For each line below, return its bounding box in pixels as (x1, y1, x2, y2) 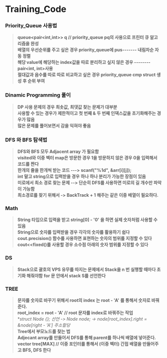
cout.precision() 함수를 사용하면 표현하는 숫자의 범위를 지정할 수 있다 (17, 236, 152, 241)
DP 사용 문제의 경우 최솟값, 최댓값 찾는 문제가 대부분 (17, 104, 118, 110)
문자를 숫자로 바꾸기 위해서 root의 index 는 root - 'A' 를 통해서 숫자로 (17, 297, 151, 303)
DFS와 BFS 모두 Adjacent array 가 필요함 (17, 148, 99, 155)
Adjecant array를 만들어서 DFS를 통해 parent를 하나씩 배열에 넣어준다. (17, 335, 157, 341)
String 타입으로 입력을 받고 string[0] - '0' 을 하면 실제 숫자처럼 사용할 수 (17, 217, 158, 223)
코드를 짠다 (17, 161, 39, 167)
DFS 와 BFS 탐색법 (5, 136, 48, 143)
